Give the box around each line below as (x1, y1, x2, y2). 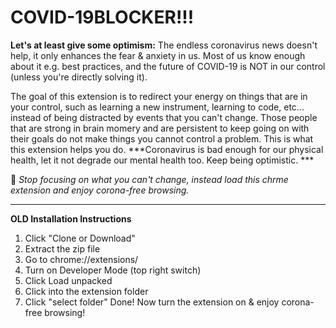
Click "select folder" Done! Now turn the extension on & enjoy (24, 296, 280, 308)
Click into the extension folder (24, 285, 149, 297)
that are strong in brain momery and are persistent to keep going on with (10, 122, 310, 134)
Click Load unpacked (24, 274, 113, 286)
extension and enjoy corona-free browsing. (10, 184, 190, 196)
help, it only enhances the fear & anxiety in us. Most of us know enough (10, 49, 306, 61)
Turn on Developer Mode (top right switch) (24, 264, 202, 276)
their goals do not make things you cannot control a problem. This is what (10, 132, 314, 145)
